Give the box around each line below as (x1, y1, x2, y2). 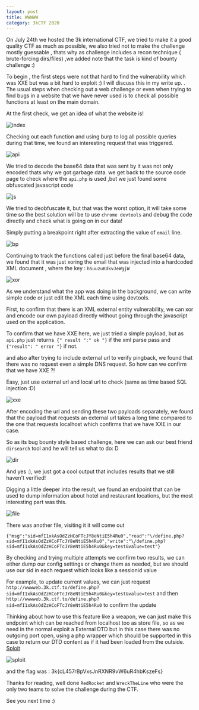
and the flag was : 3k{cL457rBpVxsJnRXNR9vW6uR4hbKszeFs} (6, 668, 163, 675)
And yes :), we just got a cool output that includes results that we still (6, 468, 175, 475)
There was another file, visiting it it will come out (6, 521, 125, 529)
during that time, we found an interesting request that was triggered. (6, 140, 173, 147)
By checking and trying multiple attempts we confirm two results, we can (6, 554, 185, 561)
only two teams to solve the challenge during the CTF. (6, 686, 138, 693)
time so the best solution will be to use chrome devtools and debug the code (6, 211, 192, 218)
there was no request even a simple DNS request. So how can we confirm (6, 360, 187, 368)
